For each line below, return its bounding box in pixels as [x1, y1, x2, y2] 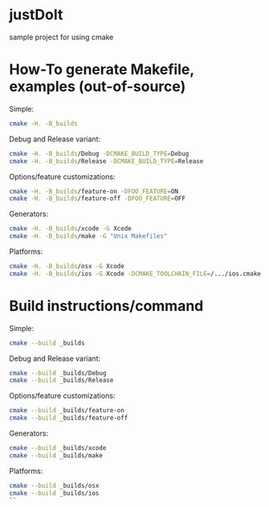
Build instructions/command [9, 296, 204, 315]
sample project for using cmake [9, 32, 114, 42]
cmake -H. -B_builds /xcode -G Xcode [9, 225, 132, 233]
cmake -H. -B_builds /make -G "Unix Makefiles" [9, 232, 168, 240]
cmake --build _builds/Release [9, 376, 114, 385]
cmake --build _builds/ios [9, 489, 100, 497]
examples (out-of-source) [9, 78, 186, 96]
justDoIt [9, 6, 63, 24]
